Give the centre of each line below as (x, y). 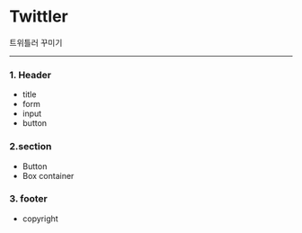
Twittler (39, 17)
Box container (48, 175)
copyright (40, 219)
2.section (31, 147)
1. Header (31, 75)
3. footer (28, 199)
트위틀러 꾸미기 (36, 42)
